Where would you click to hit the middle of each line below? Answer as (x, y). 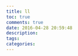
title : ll (18, 11)
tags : (13, 38)
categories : (21, 44)
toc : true (18, 17)
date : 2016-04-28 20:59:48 (39, 28)
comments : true (25, 22)
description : (22, 33)
